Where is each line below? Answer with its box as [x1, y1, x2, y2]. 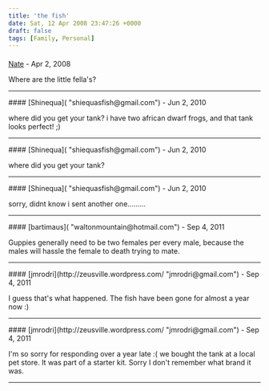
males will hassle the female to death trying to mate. [8, 246, 180, 255]
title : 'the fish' [8, 11, 70, 20]
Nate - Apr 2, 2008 [8, 59, 71, 68]
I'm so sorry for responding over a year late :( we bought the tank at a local [8, 348, 255, 358]
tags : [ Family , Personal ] [8, 34, 94, 43]
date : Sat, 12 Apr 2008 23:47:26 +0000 [8, 19, 142, 27]
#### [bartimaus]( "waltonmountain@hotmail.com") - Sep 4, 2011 [8, 222, 225, 231]
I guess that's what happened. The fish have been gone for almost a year [8, 293, 250, 303]
